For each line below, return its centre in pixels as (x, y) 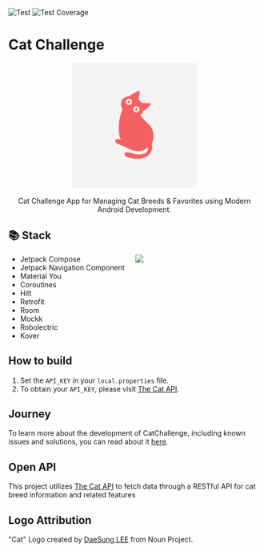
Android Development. (134, 209)
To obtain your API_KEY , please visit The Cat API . (100, 388)
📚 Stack (30, 235)
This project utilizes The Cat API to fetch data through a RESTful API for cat (132, 486)
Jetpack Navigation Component (72, 267)
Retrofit (32, 302)
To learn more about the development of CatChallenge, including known (127, 433)
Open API (32, 467)
